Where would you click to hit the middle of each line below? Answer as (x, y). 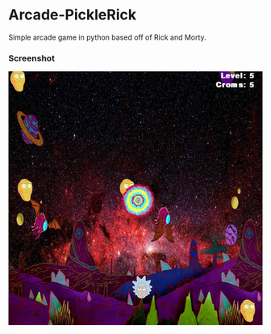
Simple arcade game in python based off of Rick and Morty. (108, 37)
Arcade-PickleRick (73, 15)
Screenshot (31, 58)
